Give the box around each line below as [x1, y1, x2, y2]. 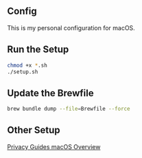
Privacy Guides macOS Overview [7, 142, 101, 150]
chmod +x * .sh [7, 62, 48, 69]
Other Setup [7, 124, 60, 136]
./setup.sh [7, 68, 38, 75]
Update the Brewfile [7, 87, 94, 99]
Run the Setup [7, 44, 69, 56]
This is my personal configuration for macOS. [7, 23, 135, 32]
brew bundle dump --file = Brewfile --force [7, 106, 130, 113]
